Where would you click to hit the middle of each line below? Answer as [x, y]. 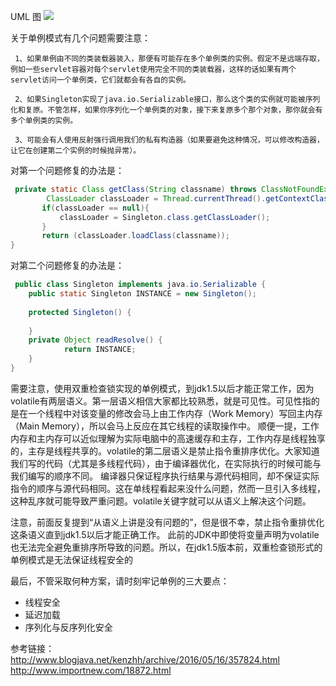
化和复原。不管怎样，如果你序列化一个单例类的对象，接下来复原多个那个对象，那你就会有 [166, 110]
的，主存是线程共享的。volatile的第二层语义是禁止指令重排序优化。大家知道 [165, 451]
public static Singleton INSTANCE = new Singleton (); [142, 294]
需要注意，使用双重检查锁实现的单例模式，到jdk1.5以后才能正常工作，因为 [162, 388]
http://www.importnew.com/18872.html [91, 670]
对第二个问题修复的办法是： [67, 266]
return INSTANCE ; [100, 350]
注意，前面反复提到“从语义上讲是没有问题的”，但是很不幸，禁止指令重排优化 [167, 522]
